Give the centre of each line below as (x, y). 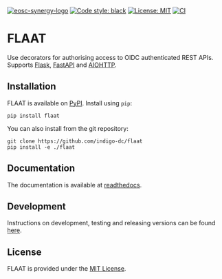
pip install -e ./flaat (41, 147)
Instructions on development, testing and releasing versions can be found (111, 223)
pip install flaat (33, 116)
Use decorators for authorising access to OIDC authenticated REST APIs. (110, 57)
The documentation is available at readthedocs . (75, 185)
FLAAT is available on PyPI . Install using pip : (70, 103)
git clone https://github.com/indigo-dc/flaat (75, 141)
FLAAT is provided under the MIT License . (67, 269)
